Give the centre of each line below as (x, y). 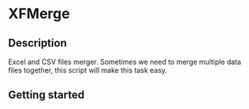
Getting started (46, 95)
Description (37, 43)
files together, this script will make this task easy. (88, 70)
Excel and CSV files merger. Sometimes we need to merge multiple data (125, 62)
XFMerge (39, 14)
